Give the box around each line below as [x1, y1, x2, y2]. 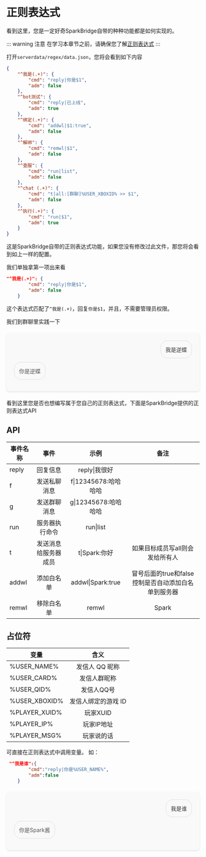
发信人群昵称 [79, 674, 116, 683]
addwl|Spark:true [71, 578, 121, 586]
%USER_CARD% [9, 673, 58, 682]
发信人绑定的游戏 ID [69, 697, 127, 706]
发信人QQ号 [80, 686, 115, 694]
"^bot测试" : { [17, 94, 51, 100]
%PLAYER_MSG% [9, 731, 62, 740]
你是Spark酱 [19, 826, 50, 834]
